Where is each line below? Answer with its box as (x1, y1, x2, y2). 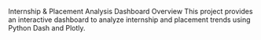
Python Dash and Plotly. (8, 24, 86, 32)
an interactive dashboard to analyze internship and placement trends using (8, 15, 251, 24)
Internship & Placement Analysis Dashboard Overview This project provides (8, 7, 253, 16)
